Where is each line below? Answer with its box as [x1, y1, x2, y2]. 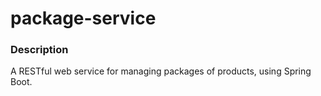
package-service [10, 7, 157, 30]
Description [10, 43, 69, 57]
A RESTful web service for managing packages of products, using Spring [10, 65, 312, 77]
